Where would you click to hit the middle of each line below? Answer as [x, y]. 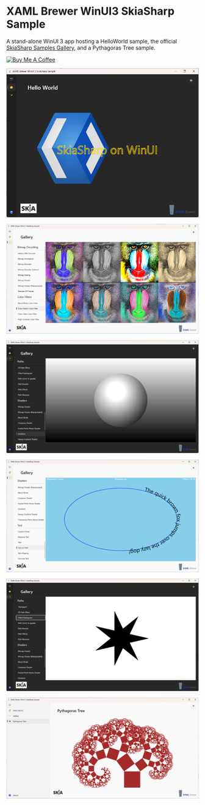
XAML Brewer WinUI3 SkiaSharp [91, 11]
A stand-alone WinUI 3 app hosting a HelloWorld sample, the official [92, 41]
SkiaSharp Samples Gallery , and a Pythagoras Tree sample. [81, 48]
